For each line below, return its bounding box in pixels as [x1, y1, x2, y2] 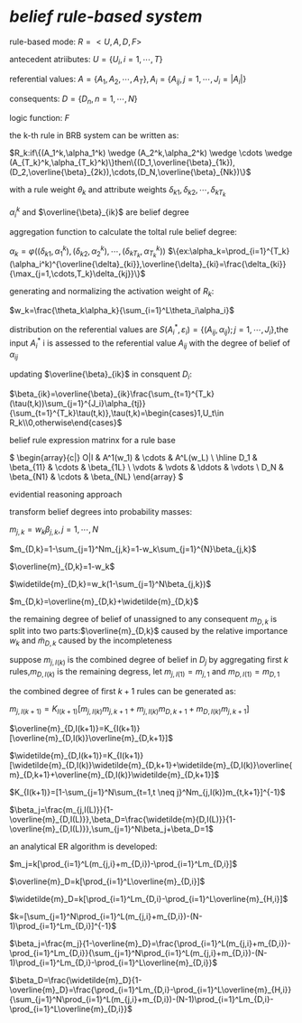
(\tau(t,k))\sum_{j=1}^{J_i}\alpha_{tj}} [9, 397, 146, 408]
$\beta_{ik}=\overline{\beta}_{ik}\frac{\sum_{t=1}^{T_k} [9, 388, 215, 399]
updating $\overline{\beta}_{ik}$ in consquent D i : [9, 368, 192, 381]
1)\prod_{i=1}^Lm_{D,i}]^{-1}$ [9, 920, 117, 931]
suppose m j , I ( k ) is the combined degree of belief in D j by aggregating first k [9, 655, 288, 667]
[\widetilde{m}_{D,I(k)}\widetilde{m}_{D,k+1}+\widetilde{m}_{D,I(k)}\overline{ [9, 759, 293, 770]
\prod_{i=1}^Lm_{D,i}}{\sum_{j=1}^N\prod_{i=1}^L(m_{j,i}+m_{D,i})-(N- [9, 947, 268, 958]
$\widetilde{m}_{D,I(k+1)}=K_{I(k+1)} [9, 749, 144, 760]
